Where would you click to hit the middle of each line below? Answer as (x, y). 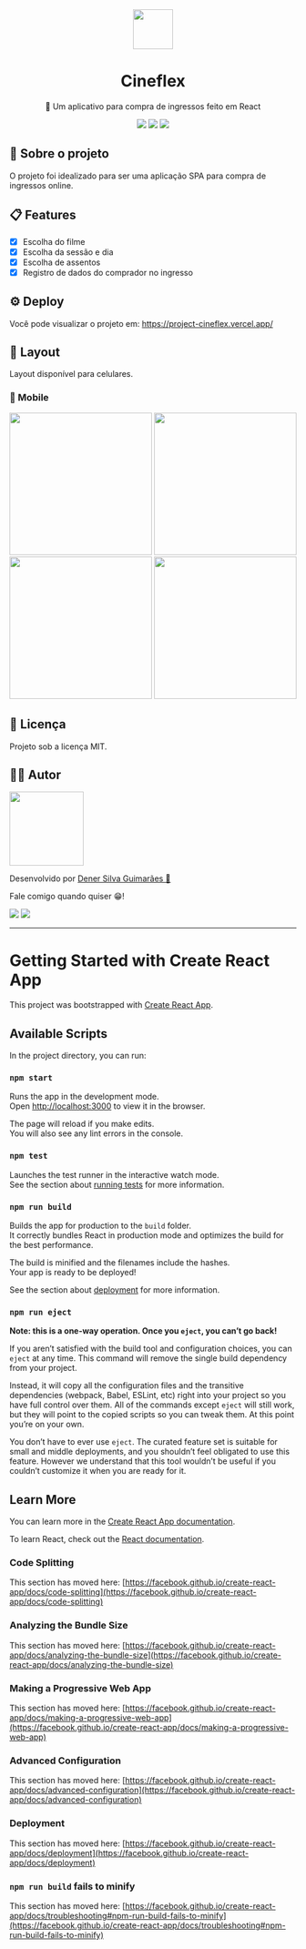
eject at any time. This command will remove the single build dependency (148, 1358)
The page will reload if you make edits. (82, 1124)
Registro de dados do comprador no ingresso (108, 272)
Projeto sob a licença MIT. (58, 746)
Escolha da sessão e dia (68, 252)
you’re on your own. (47, 1425)
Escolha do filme (54, 241)
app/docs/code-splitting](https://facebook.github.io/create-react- (133, 1592)
